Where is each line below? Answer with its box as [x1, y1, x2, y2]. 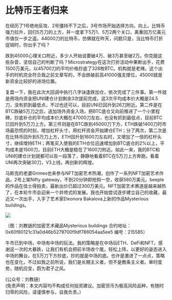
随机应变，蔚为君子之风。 [14, 265, 68, 271]
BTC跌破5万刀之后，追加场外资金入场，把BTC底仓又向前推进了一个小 [5, 108, 151, 114]
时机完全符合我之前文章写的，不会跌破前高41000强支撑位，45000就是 [14, 72, 163, 78]
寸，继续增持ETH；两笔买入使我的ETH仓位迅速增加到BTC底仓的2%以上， [5, 140, 160, 146]
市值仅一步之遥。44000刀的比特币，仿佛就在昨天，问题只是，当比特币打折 [5, 35, 163, 41]
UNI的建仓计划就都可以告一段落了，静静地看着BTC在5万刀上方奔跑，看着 [5, 153, 160, 159]
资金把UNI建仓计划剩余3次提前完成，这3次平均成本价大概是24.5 [23, 95, 159, 101]
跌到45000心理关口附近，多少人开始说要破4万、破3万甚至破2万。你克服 [5, 52, 158, 59]
